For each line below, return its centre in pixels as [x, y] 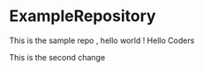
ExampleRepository [83, 16]
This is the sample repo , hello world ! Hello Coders [102, 40]
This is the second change [57, 57]
